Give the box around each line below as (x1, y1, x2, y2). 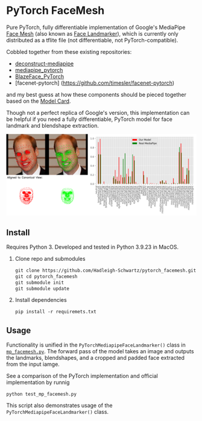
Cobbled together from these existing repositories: (6, 48, 132, 55)
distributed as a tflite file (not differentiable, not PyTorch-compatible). (6, 36, 178, 44)
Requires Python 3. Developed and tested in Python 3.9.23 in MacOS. (6, 243, 179, 251)
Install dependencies (14, 296, 68, 304)
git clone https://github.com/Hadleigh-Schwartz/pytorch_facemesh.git (14, 267, 197, 274)
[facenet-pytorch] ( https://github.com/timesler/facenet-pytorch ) (14, 79, 175, 86)
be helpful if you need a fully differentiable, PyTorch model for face (6, 116, 173, 123)
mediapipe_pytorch (14, 66, 63, 73)
